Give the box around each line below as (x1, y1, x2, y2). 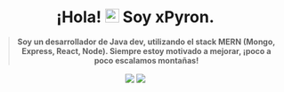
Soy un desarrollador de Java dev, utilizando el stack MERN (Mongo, (17, 36, 276, 47)
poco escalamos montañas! (93, 55, 199, 65)
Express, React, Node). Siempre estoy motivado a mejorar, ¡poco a (20, 45, 272, 56)
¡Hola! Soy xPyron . (56, 7, 215, 27)
